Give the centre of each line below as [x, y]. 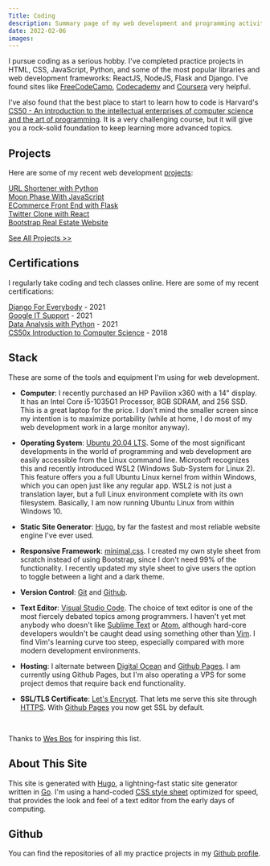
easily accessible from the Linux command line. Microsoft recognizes [135, 460]
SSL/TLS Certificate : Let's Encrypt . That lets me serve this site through [138, 699]
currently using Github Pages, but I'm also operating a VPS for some [133, 674]
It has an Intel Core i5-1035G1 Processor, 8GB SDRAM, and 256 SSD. [133, 401]
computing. [27, 809]
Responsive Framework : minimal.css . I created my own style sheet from [140, 551]
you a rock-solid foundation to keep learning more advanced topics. [121, 128]
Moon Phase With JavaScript [56, 197]
